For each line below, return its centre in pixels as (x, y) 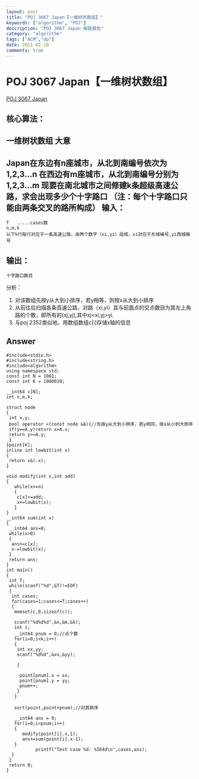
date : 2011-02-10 (28, 45)
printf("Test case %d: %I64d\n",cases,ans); (91, 749)
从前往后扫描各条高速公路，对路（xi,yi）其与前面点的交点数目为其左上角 (103, 308)
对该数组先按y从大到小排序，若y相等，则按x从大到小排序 (84, 300)
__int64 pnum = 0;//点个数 (46, 634)
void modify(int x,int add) (41, 476)
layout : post (22, 12)
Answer (21, 342)
